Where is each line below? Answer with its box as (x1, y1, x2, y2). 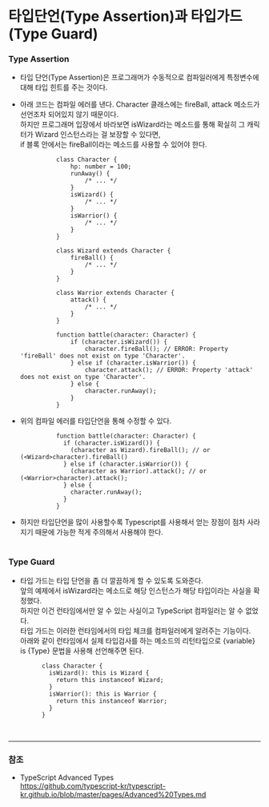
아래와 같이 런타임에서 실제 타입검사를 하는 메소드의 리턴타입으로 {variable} (19, 636, 256, 645)
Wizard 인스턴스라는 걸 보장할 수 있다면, (34, 130, 161, 139)
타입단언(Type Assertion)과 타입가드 (8, 7, 243, 26)
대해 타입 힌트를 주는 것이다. (19, 83, 108, 92)
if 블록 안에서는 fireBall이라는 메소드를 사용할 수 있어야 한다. (19, 139, 207, 149)
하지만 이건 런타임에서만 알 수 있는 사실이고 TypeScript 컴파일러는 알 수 (19, 606, 244, 615)
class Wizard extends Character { (55, 247, 171, 255)
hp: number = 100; (70, 163, 132, 171)
